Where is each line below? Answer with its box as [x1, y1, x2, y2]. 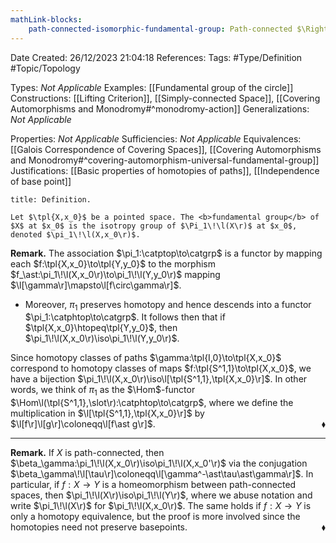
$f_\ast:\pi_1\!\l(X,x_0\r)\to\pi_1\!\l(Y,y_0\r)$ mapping [10, 268, 221, 280]
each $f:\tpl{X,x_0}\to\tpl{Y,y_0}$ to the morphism [10, 257, 217, 270]
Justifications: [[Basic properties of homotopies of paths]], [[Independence [10, 164, 320, 176]
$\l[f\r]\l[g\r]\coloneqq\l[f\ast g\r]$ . [10, 418, 156, 430]
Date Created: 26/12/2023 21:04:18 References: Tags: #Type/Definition [10, 51, 303, 63]
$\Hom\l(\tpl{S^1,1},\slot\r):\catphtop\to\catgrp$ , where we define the [10, 397, 294, 409]
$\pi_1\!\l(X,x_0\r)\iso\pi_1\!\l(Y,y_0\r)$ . [24, 332, 180, 345]
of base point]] [10, 175, 72, 187]
